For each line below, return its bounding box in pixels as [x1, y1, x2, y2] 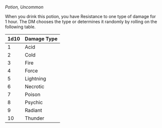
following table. [5, 24, 36, 30]
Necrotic [25, 83, 45, 90]
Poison [25, 91, 41, 98]
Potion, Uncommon [5, 4, 44, 10]
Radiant [25, 107, 42, 113]
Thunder [25, 115, 45, 121]
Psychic [25, 99, 43, 106]
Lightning [25, 75, 47, 82]
